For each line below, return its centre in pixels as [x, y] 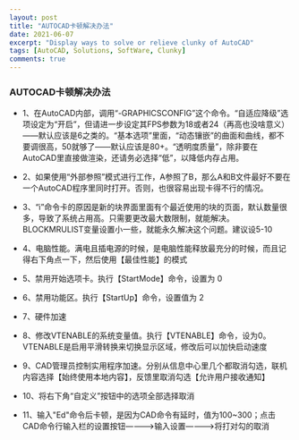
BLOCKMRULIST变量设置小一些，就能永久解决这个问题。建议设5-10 [147, 230]
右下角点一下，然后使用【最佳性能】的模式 [109, 259]
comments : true [38, 59]
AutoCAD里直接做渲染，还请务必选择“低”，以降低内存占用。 [133, 158]
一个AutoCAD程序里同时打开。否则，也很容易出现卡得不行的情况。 [145, 188]
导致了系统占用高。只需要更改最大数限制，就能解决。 [136, 218]
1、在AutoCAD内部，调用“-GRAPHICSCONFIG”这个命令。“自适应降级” [151, 114]
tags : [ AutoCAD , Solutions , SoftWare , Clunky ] [98, 51]
